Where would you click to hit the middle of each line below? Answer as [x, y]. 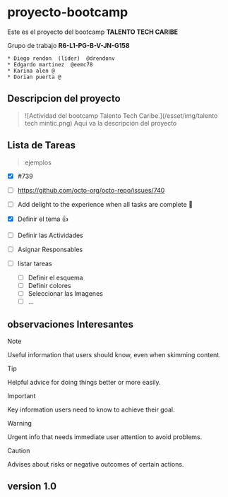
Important [22, 396]
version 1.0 [32, 487]
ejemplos [38, 162]
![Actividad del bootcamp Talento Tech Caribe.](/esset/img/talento [121, 115]
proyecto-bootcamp [68, 12]
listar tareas [35, 263]
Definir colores [50, 286]
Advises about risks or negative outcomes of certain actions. [96, 464]
